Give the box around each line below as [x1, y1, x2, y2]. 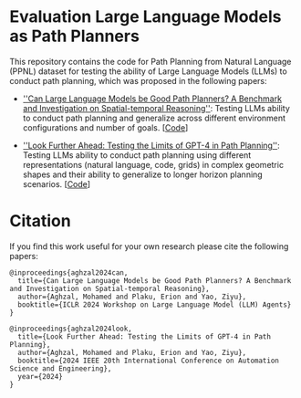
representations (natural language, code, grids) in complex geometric [22, 159, 285, 170]
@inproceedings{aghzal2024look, [9, 324, 132, 333]
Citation [9, 211, 71, 232]
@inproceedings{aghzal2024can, [9, 267, 129, 278]
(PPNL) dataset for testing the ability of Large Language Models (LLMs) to [9, 66, 287, 77]
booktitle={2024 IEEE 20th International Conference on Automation [17, 356, 280, 365]
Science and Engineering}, [9, 363, 112, 373]
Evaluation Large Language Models [9, 6, 282, 27]
